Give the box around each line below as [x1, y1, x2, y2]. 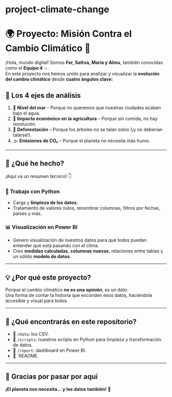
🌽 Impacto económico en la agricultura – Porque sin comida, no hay [12, 115, 158, 122]
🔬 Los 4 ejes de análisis [5, 91, 81, 100]
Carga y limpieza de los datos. [12, 200, 78, 206]
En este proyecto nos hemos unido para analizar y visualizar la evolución [5, 71, 160, 77]
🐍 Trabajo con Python [5, 188, 60, 195]
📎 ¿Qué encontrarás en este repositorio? [5, 317, 137, 326]
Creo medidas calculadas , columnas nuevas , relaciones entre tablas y [12, 248, 163, 254]
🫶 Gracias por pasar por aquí [5, 372, 98, 381]
